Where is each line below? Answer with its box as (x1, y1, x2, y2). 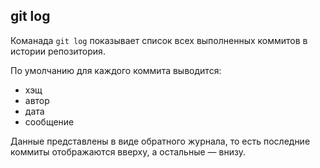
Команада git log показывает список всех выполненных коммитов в (10, 34, 308, 46)
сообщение (24, 115, 75, 128)
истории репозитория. (10, 45, 106, 57)
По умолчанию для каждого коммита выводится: (10, 64, 222, 76)
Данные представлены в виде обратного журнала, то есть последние (10, 135, 311, 147)
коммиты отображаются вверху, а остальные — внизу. (10, 145, 246, 158)
